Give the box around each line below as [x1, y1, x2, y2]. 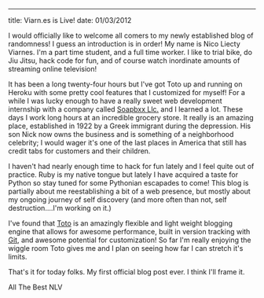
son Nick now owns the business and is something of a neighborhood [8, 130, 234, 138]
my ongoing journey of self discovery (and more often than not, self [8, 195, 228, 204]
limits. [8, 252, 27, 261]
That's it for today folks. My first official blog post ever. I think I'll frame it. [8, 267, 245, 276]
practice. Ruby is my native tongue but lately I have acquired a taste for [8, 170, 238, 179]
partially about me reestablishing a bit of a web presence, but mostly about [8, 186, 251, 196]
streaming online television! [8, 64, 97, 73]
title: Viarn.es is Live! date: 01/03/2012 [8, 16, 132, 24]
